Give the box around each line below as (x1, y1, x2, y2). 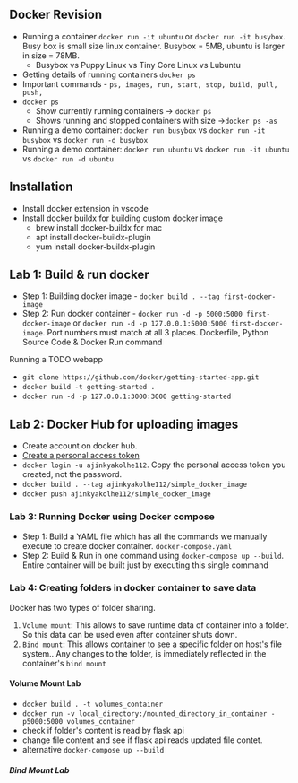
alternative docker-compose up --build (21, 744, 165, 755)
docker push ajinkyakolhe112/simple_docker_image (21, 490, 212, 499)
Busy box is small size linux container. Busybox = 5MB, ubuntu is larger (21, 40, 285, 51)
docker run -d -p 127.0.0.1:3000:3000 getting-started (21, 392, 232, 402)
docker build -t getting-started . (21, 383, 156, 392)
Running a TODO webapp (9, 354, 103, 365)
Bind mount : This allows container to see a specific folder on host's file (21, 639, 282, 649)
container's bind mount (21, 657, 107, 668)
